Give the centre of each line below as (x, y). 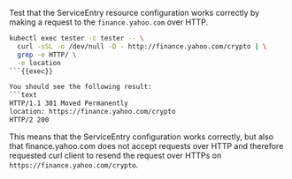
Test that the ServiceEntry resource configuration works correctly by (134, 13)
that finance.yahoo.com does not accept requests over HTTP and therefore (146, 145)
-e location (39, 63)
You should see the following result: (81, 87)
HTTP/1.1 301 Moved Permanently (69, 104)
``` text (23, 95)
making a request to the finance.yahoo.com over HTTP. (109, 22)
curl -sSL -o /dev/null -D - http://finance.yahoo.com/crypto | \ (142, 46)
